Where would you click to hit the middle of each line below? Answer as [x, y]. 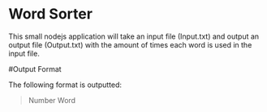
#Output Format [35, 68]
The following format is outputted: [65, 85]
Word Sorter [51, 14]
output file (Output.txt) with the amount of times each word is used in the [130, 44]
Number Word [52, 100]
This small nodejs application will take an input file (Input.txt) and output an [134, 36]
